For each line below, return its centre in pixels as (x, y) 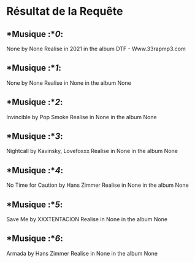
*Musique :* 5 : (35, 204)
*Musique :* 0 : (35, 34)
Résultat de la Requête (65, 11)
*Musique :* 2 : (35, 102)
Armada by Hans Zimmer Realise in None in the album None (82, 253)
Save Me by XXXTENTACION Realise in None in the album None (87, 219)
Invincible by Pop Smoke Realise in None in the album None (82, 117)
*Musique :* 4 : (35, 170)
